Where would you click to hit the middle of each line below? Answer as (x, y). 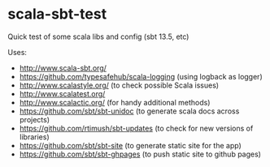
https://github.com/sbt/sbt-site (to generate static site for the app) (130, 145)
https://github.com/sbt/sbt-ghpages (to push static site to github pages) (140, 154)
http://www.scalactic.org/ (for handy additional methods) (115, 102)
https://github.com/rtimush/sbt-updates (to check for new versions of (136, 128)
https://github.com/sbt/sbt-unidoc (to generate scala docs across (129, 111)
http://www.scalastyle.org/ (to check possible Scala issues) (119, 85)
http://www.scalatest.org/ (62, 93)
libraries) (34, 137)
